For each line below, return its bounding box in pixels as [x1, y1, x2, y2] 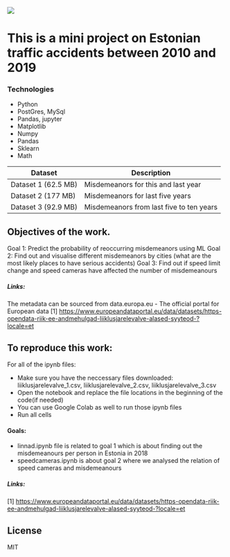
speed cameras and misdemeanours [17, 464, 122, 472]
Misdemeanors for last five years [84, 191, 192, 201]
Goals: [7, 426, 26, 434]
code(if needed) [17, 396, 64, 405]
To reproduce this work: [7, 342, 113, 353]
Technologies [7, 85, 54, 94]
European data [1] [7, 307, 57, 315]
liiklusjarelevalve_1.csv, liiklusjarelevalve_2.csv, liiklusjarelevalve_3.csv [17, 381, 217, 389]
